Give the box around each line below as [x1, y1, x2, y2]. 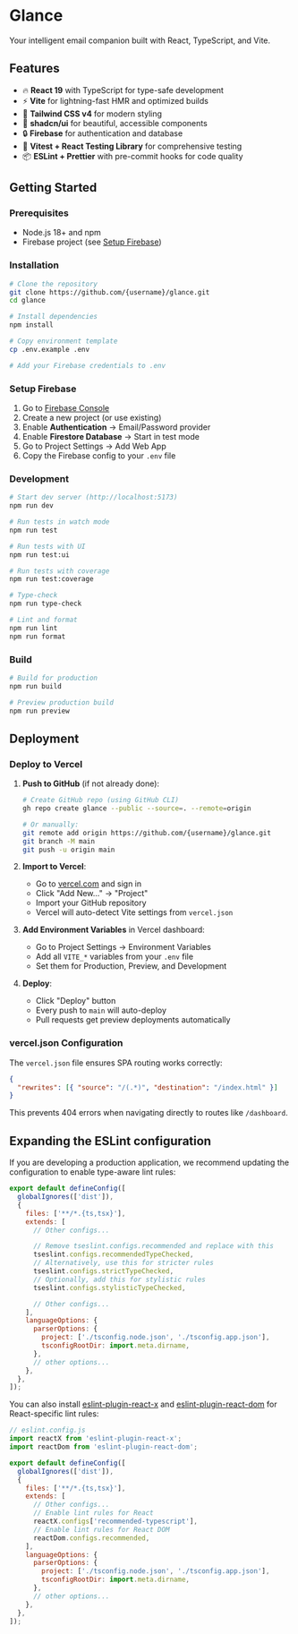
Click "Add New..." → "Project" [35, 888, 149, 899]
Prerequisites [9, 207, 69, 219]
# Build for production [9, 673, 98, 682]
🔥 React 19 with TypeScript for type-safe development [21, 84, 224, 95]
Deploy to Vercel [9, 757, 83, 770]
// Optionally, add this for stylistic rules [32, 1275, 206, 1284]
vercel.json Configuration [9, 1037, 123, 1049]
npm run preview [9, 706, 70, 715]
